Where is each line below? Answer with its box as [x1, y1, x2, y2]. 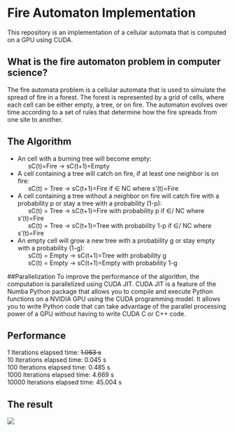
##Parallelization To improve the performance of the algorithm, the [7, 272, 199, 281]
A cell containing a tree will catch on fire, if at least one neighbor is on [17, 169, 219, 177]
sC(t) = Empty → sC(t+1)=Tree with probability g [27, 251, 166, 259]
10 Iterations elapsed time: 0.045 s [7, 356, 107, 364]
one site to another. [7, 115, 63, 123]
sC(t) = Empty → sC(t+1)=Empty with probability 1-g [27, 258, 178, 267]
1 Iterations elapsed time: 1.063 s [7, 349, 101, 357]
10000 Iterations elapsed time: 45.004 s [7, 378, 122, 386]
